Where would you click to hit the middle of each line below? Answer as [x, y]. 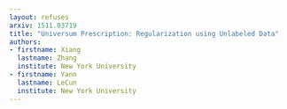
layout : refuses [39, 17]
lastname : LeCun [47, 83]
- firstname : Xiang [45, 50]
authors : [25, 42]
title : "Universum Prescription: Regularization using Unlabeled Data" [144, 33]
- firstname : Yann [43, 75]
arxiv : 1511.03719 [43, 25]
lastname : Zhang [47, 58]
